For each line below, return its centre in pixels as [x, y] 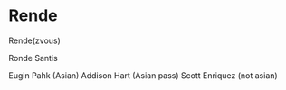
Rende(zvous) [34, 40]
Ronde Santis [33, 58]
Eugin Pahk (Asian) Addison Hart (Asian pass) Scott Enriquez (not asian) [143, 75]
